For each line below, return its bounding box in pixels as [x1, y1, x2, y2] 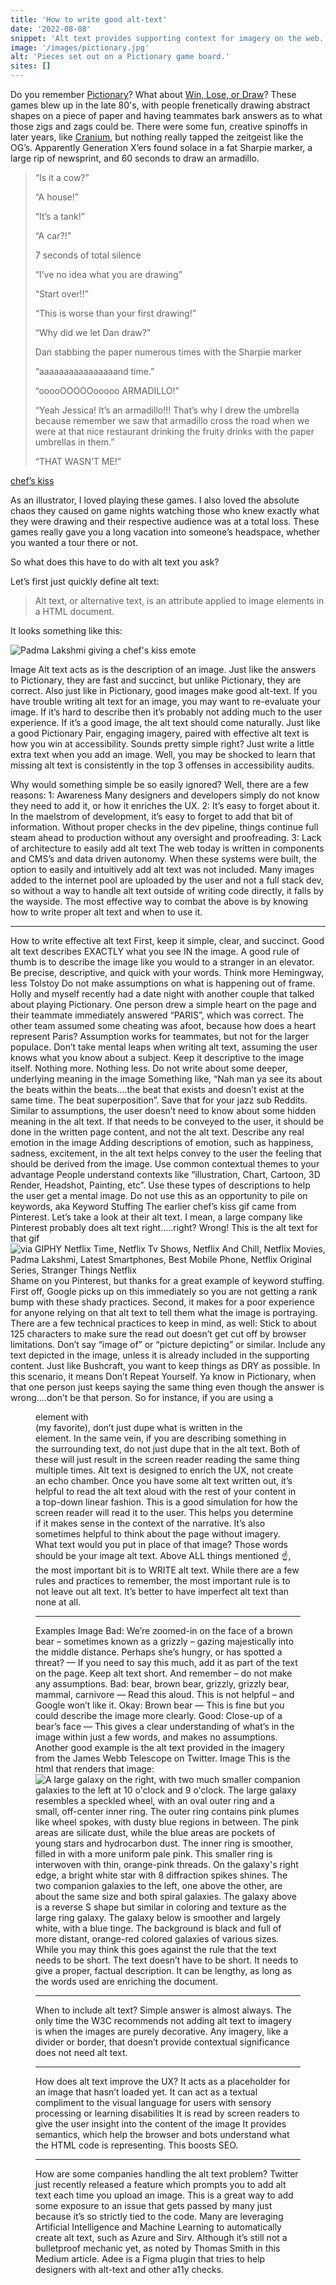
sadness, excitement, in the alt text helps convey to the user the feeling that [10, 1147, 322, 1159]
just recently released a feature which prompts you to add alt [35, 2179, 287, 2190]
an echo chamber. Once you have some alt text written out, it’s [35, 1475, 293, 1486]
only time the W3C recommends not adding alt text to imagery [35, 2015, 292, 2026]
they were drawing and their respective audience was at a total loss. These [10, 516, 320, 527]
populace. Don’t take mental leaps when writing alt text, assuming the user [10, 1041, 318, 1053]
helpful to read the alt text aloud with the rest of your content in [35, 1486, 297, 1497]
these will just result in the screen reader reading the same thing [35, 1454, 300, 1465]
